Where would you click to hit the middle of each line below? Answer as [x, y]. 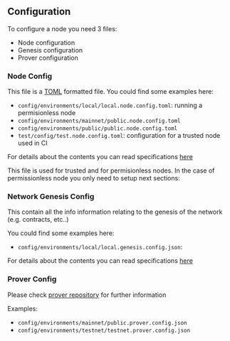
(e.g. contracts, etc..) [38, 220]
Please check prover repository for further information [87, 295]
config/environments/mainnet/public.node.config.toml [99, 121]
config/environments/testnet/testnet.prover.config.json [104, 330]
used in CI [32, 143]
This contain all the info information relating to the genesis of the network [115, 212]
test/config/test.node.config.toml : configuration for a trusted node [119, 136]
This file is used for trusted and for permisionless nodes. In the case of [111, 170]
